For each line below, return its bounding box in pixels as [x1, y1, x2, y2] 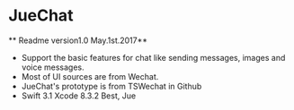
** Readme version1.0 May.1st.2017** [8, 35, 148, 46]
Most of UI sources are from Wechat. [21, 71, 159, 81]
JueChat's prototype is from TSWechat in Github [21, 80, 202, 91]
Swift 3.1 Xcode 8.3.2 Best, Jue [21, 90, 137, 101]
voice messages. [21, 62, 85, 72]
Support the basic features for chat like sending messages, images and [21, 52, 286, 63]
